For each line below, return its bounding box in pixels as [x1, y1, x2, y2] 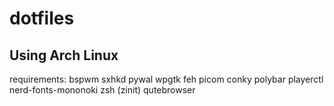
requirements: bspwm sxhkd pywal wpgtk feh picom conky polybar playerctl [9, 73, 324, 85]
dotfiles [9, 7, 75, 30]
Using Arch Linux [9, 47, 119, 64]
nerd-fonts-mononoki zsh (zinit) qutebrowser [9, 84, 196, 96]
